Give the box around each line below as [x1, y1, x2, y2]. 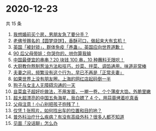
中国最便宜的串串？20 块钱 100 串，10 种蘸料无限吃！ [13, 56, 125, 62]
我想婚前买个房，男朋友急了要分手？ [13, 31, 89, 37]
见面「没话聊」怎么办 [13, 120, 58, 126]
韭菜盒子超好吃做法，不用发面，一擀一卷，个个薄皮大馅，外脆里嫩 [13, 88, 151, 94]
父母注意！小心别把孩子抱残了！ [13, 101, 80, 107]
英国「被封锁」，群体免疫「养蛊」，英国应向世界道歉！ [13, 44, 125, 50]
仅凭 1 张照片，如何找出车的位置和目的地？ [13, 107, 102, 113]
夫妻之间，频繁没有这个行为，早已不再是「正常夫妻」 [13, 69, 125, 75]
